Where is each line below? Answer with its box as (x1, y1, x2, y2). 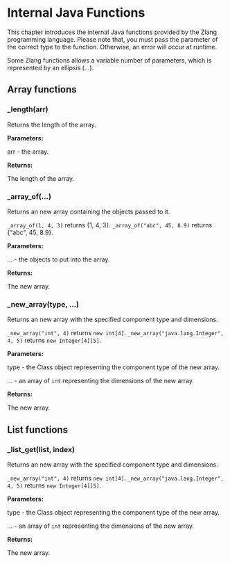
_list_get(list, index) (7, 444, 75, 454)
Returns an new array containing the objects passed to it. (7, 207, 170, 216)
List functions (7, 424, 68, 435)
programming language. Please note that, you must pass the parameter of (7, 35, 218, 43)
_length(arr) (7, 104, 48, 114)
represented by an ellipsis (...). (7, 63, 94, 72)
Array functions (7, 83, 78, 95)
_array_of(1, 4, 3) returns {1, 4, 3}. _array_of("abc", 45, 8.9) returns (7, 220, 213, 229)
